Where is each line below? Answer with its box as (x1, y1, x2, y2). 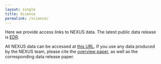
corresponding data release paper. (5, 54, 74, 60)
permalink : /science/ (5, 16, 49, 21)
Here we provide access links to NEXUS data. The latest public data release (5, 29, 156, 35)
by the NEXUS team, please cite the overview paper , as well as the (5, 49, 138, 54)
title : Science (5, 12, 36, 16)
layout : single (5, 7, 36, 12)
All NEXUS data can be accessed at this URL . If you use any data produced (5, 44, 155, 50)
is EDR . (5, 34, 19, 40)
